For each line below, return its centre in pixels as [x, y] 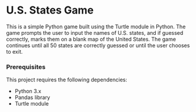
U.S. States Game [50, 10]
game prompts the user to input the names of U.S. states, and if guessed [95, 32]
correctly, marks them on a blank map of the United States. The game [91, 39]
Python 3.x [28, 91]
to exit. [15, 51]
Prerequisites [26, 67]
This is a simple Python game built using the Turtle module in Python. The [96, 27]
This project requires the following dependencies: [67, 80]
